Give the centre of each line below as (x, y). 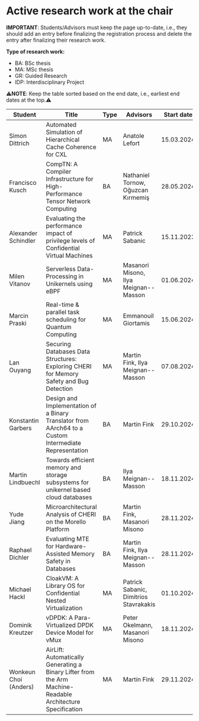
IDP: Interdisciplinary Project (49, 82)
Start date (178, 114)
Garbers (20, 428)
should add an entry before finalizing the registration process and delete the (99, 33)
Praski (18, 323)
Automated (61, 124)
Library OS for (65, 585)
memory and (63, 467)
